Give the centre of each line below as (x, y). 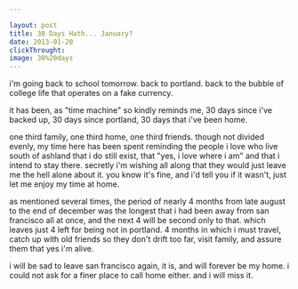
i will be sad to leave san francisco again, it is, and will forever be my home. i (149, 266)
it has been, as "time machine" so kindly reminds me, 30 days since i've (141, 110)
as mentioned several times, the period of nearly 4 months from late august (148, 202)
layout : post (33, 25)
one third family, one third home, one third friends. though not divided (137, 137)
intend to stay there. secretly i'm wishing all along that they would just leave (148, 165)
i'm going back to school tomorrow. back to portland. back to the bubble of (147, 84)
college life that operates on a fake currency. (91, 93)
